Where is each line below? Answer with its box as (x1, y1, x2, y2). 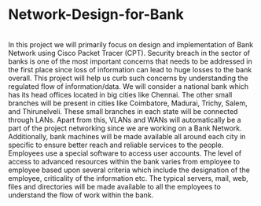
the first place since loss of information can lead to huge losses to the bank (8, 64, 252, 74)
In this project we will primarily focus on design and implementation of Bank (8, 39, 254, 49)
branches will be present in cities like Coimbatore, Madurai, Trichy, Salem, (8, 98, 248, 108)
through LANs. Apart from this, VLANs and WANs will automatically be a (8, 115, 241, 124)
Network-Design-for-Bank (8, 6, 185, 24)
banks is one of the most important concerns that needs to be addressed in (8, 57, 253, 66)
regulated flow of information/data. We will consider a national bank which (8, 81, 249, 91)
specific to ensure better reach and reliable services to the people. (8, 140, 224, 149)
